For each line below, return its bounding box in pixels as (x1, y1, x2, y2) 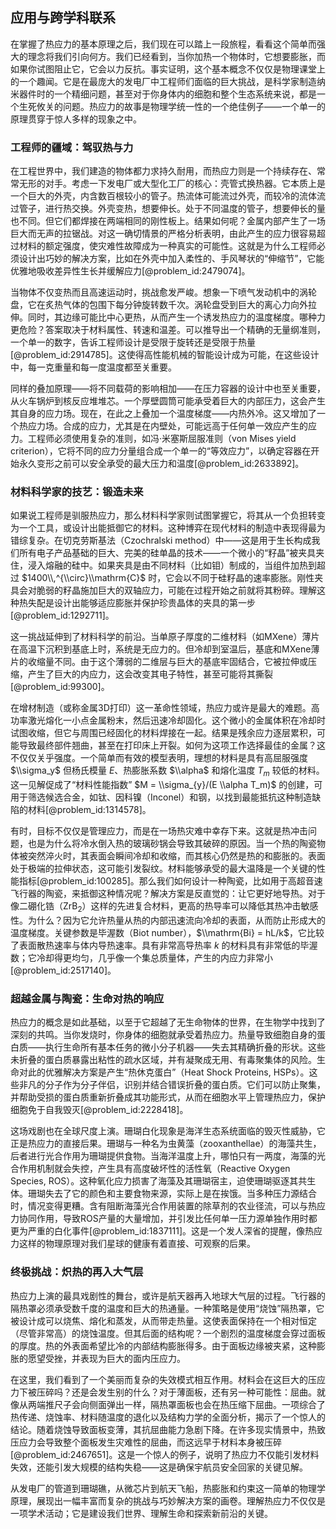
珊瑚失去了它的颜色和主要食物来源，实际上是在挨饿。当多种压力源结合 (27, 1188, 317, 1200)
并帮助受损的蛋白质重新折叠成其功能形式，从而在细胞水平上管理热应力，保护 (10, 1091, 326, 1103)
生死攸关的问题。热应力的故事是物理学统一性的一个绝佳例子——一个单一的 (18, 100, 326, 112)
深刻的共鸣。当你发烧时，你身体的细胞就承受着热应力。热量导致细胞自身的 (10, 1029, 317, 1041)
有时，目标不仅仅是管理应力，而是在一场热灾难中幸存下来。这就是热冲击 (10, 825, 308, 837)
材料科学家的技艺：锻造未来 (10, 485, 144, 499)
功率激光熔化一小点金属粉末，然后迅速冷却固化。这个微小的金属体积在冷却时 (10, 714, 326, 727)
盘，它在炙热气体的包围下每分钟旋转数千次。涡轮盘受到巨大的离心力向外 (10, 299, 308, 311)
